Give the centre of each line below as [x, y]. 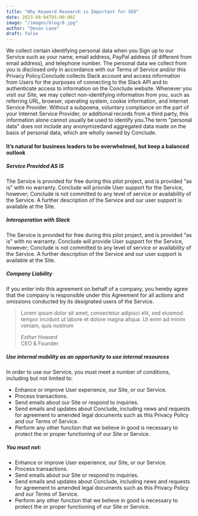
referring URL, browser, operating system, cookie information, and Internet [97, 101]
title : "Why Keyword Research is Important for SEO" [73, 12]
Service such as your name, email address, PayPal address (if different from [99, 57]
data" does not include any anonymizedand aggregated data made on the [96, 126]
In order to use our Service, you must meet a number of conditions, [88, 372]
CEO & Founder [39, 343]
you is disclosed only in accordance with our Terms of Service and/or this [96, 69]
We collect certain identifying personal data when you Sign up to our [90, 50]
